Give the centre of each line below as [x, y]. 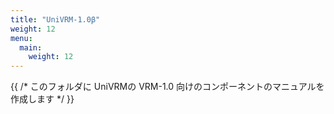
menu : [21, 38]
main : [31, 47]
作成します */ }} [42, 99]
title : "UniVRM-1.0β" [55, 19]
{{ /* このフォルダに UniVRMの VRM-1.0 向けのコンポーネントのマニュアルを [167, 87]
